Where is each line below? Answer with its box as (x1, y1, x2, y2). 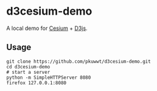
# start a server (6, 69, 51, 75)
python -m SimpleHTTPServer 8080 (6, 75, 91, 81)
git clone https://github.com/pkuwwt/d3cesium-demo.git (6, 58, 151, 65)
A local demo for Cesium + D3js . (6, 24, 88, 32)
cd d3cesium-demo (6, 64, 51, 70)
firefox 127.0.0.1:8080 (6, 79, 67, 86)
